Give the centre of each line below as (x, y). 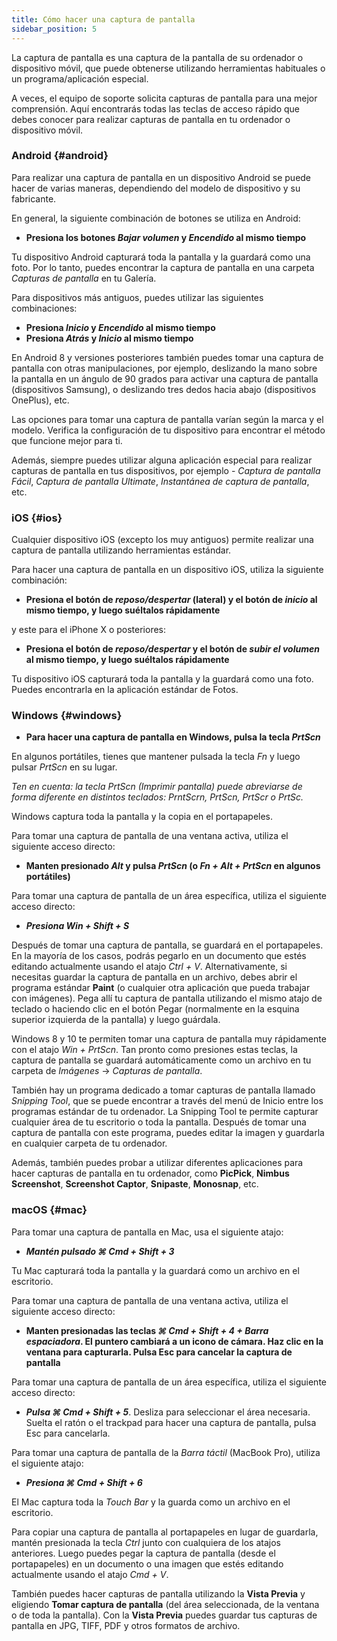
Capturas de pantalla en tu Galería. (84, 278)
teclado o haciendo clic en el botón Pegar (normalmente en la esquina (155, 1009)
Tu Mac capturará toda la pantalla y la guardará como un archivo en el (155, 1270)
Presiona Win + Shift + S (77, 926)
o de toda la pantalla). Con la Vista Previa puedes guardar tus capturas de (164, 1615)
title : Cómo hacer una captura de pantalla (103, 19)
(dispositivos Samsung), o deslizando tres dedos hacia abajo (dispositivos (164, 389)
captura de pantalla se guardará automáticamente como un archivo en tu (161, 1060)
